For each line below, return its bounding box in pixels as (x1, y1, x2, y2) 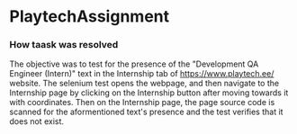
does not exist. (9, 116, 65, 127)
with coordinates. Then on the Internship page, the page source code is (9, 97, 275, 108)
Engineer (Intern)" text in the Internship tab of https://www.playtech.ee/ (9, 68, 274, 79)
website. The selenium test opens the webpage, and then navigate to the (9, 78, 280, 89)
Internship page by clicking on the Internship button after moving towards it (9, 87, 289, 98)
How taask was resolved (9, 39, 119, 51)
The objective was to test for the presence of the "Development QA (9, 58, 259, 69)
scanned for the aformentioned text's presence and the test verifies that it (9, 106, 283, 118)
